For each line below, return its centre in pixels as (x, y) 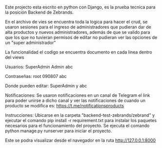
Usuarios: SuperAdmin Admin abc (39, 67)
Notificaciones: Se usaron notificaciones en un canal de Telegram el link (78, 95)
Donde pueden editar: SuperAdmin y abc (46, 86)
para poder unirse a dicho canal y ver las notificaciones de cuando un (75, 100)
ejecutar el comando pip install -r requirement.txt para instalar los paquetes (81, 120)
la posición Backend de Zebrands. (39, 12)
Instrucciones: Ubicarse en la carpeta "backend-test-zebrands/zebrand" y (80, 115)
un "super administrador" (30, 43)
